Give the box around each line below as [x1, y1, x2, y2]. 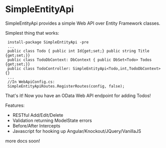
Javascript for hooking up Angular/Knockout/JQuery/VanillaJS [12, 128, 142, 134]
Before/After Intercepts [12, 122, 60, 129]
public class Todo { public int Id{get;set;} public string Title [7, 48, 150, 53]
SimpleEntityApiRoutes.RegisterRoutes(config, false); [7, 84, 125, 89]
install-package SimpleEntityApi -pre [7, 39, 89, 45]
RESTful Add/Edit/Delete [12, 112, 64, 118]
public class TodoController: [7, 66, 71, 71]
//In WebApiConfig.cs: [7, 79, 55, 84]
